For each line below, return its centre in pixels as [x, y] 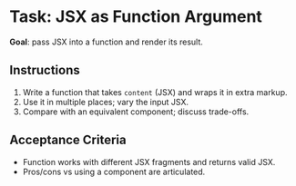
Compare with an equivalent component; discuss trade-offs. [136, 112]
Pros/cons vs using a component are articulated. [114, 171]
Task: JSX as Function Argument [136, 17]
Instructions [45, 70]
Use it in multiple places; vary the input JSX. [106, 102]
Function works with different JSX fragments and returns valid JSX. [149, 162]
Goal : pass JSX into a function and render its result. [106, 42]
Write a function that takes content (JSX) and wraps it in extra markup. [155, 92]
